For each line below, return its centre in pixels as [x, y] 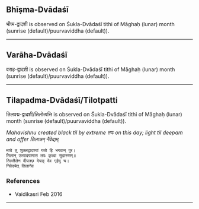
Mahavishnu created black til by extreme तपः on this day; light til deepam [95, 132]
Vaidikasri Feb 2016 [38, 194]
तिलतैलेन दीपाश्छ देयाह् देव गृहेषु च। [38, 161]
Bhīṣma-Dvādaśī [38, 10]
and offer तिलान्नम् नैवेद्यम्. [33, 140]
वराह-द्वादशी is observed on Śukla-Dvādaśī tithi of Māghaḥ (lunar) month [91, 69]
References [23, 181]
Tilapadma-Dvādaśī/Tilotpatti [62, 100]
